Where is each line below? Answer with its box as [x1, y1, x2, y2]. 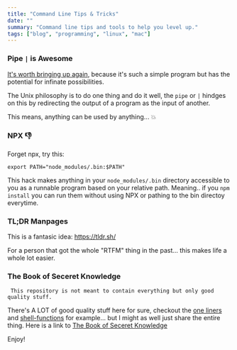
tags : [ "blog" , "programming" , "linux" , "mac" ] [7, 30, 151, 38]
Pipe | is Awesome [7, 54, 73, 64]
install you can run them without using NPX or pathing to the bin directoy [7, 191, 225, 199]
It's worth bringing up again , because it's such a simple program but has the [7, 70, 231, 78]
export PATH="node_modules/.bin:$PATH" [7, 163, 126, 170]
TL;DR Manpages [7, 216, 69, 226]
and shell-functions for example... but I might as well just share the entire [7, 314, 221, 322]
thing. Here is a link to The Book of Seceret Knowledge [7, 321, 168, 330]
